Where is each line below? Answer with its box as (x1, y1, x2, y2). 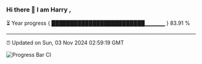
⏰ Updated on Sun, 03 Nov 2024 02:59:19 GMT (6, 39, 124, 46)
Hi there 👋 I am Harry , (6, 5, 72, 14)
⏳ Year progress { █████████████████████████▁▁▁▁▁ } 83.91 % (6, 19, 191, 27)
